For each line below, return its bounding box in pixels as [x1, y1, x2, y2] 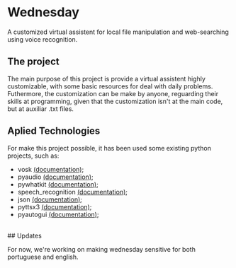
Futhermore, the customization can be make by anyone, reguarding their [7, 89, 218, 98]
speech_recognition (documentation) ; [17, 187, 128, 196]
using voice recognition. [7, 35, 78, 43]
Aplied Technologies [7, 125, 101, 137]
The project [7, 56, 60, 68]
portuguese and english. [7, 252, 79, 261]
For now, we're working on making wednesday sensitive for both [7, 245, 196, 253]
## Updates [7, 231, 43, 240]
